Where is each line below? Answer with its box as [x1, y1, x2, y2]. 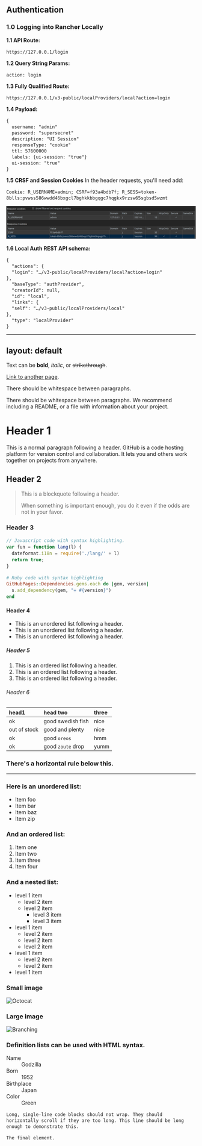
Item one [14, 844, 37, 851]
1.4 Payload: [6, 105, 38, 113]
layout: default [6, 346, 63, 356]
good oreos [43, 734, 72, 741]
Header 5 [6, 647, 30, 654]
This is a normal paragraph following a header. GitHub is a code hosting [6, 444, 184, 451]
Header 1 [6, 424, 51, 438]
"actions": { [11, 263, 44, 270]
